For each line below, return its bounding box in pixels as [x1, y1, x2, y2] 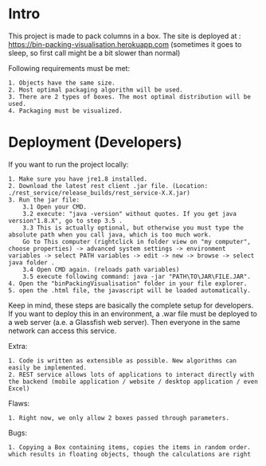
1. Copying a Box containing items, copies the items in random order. [8, 443, 251, 451]
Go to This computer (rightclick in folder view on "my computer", [22, 237, 251, 245]
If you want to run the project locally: [8, 159, 129, 169]
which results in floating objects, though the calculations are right [8, 450, 251, 458]
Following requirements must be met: [8, 63, 130, 72]
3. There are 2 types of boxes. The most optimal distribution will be [8, 92, 251, 100]
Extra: [8, 341, 28, 350]
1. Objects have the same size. [8, 79, 115, 87]
